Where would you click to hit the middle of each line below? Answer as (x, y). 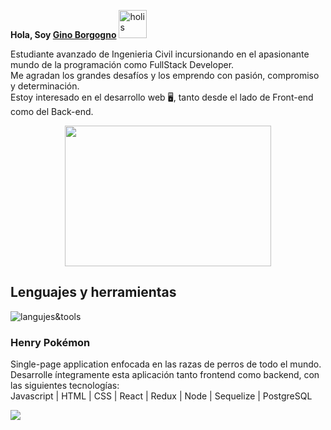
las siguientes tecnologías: (65, 386)
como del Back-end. (52, 111)
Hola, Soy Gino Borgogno (63, 34)
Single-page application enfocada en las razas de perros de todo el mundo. (166, 364)
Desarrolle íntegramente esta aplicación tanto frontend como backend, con (165, 375)
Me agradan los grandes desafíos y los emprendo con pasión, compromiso (165, 75)
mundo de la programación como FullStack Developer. (122, 64)
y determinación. (45, 86)
